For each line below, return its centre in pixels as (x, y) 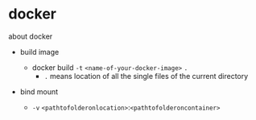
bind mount (39, 91)
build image (39, 52)
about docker (31, 36)
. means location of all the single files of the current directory (146, 76)
